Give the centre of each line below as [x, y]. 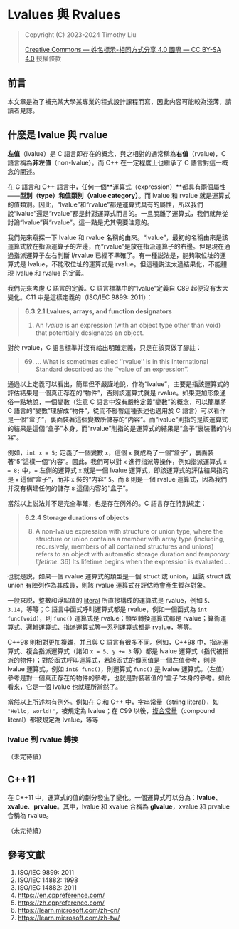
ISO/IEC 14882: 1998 [48, 880]
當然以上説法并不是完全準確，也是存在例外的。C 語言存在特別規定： [107, 503]
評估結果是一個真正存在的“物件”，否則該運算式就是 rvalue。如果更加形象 [114, 393]
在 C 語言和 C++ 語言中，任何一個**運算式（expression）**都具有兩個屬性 [117, 187]
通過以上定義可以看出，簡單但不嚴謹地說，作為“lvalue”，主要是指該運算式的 [118, 384]
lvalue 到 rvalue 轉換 [43, 739]
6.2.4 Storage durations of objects [77, 517]
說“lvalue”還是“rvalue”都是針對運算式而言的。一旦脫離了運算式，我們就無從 [118, 213]
